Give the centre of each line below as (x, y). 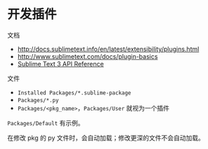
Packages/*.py (38, 100)
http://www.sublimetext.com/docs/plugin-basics (87, 56)
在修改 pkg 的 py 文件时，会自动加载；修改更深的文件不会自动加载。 (106, 138)
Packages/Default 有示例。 (46, 122)
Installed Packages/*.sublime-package (74, 93)
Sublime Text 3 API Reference (60, 64)
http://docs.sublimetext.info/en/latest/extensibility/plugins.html (108, 49)
